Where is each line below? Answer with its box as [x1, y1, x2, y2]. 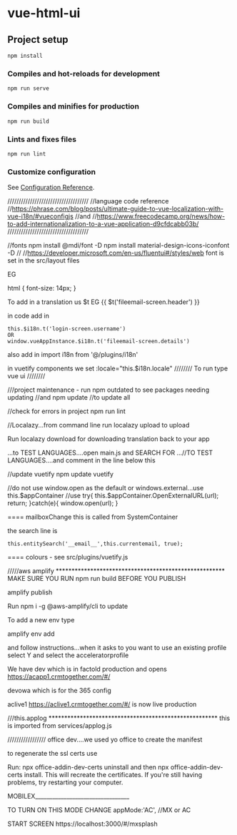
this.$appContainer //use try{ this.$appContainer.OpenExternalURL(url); [7, 491, 219, 500]
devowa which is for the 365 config [7, 687, 112, 695]
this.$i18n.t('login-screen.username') [7, 325, 126, 333]
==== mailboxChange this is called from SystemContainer [7, 512, 178, 522]
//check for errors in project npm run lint [7, 407, 126, 415]
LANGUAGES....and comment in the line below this [7, 456, 156, 465]
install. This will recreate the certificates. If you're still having [24, 771, 202, 779]
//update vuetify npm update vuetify [7, 470, 114, 479]
